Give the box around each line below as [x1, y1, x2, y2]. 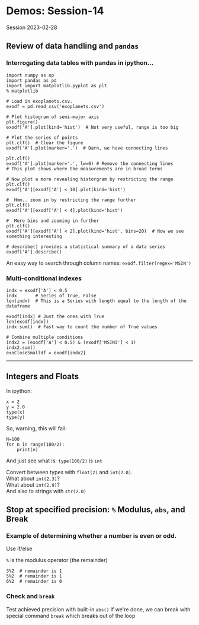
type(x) [6, 409, 25, 415]
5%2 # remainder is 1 [6, 573, 62, 579]
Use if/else [6, 545, 33, 553]
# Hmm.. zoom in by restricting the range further [6, 197, 136, 203]
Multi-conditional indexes [6, 274, 82, 283]
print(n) [17, 446, 38, 452]
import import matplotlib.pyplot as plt [6, 83, 108, 88]
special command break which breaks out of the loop [6, 612, 136, 619]
